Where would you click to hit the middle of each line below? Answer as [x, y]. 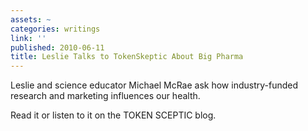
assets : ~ [31, 19]
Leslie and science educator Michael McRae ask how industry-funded [154, 85]
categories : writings [55, 29]
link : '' [28, 38]
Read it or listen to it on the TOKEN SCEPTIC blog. [113, 115]
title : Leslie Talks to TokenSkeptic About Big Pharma [127, 57]
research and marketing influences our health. [105, 96]
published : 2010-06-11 [57, 47]
